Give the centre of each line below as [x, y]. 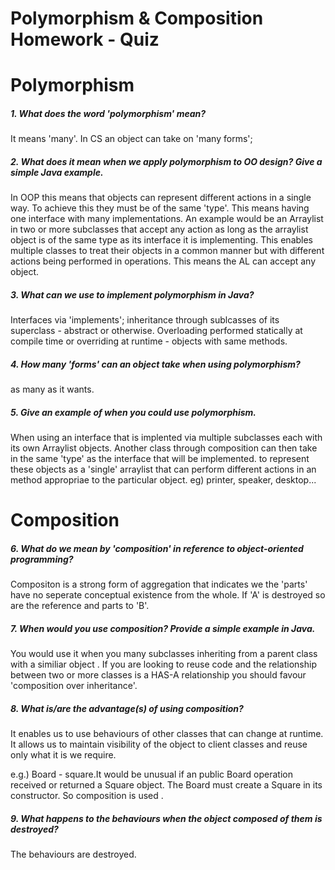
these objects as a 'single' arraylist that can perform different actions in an [163, 469]
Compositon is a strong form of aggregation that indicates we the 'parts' [159, 584]
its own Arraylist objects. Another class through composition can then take [164, 448]
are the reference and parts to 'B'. [80, 606]
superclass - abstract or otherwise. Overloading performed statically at [156, 331]
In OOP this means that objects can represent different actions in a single [161, 198]
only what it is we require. [63, 755]
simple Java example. [57, 172]
